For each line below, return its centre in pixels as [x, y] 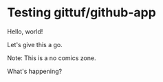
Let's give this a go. [35, 44]
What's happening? [35, 71]
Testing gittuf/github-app [81, 13]
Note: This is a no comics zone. [52, 58]
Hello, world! [25, 31]
